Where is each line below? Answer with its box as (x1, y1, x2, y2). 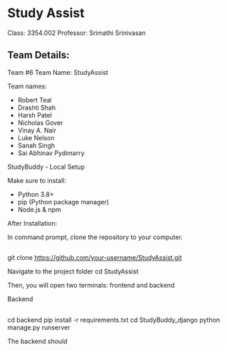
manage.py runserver (7, 323, 71, 332)
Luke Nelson (17, 133, 55, 142)
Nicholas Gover (17, 118, 63, 127)
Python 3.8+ (17, 190, 55, 199)
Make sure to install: (7, 176, 66, 184)
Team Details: (7, 49, 70, 61)
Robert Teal (17, 95, 52, 104)
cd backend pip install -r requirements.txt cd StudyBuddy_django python (7, 315, 221, 324)
